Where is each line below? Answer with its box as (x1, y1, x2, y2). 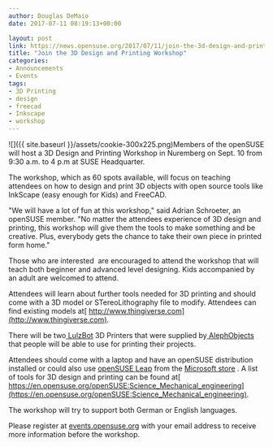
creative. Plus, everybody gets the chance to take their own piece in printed (8, 232, 262, 241)
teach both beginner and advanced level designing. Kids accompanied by (8, 265, 255, 274)
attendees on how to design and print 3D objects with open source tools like (8, 181, 264, 191)
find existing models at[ (8, 306, 88, 315)
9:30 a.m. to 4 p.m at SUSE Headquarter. (8, 157, 145, 167)
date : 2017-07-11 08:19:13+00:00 (8, 20, 122, 28)
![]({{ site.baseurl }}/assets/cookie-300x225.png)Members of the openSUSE (8, 140, 265, 149)
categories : (8, 57, 49, 65)
